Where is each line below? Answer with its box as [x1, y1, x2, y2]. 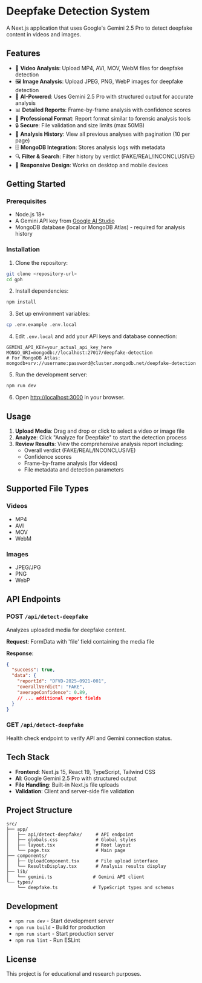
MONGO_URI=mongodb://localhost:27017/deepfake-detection [6, 350, 153, 356]
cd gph [6, 276, 23, 282]
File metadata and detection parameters [24, 465, 124, 473]
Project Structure [6, 805, 73, 815]
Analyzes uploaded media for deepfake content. [6, 626, 126, 633]
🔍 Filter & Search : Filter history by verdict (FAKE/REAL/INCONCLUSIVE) [15, 153, 195, 160]
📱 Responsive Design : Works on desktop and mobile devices [15, 161, 168, 168]
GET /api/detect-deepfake [6, 721, 84, 729]
